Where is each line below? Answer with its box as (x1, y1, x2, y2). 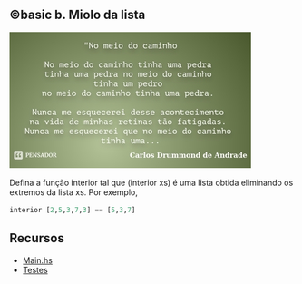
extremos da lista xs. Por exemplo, (9, 186, 138, 198)
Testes (22, 264, 48, 275)
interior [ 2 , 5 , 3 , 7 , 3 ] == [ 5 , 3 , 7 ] (9, 205, 136, 214)
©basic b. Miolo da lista (9, 7, 146, 23)
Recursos (9, 230, 65, 246)
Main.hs (22, 254, 53, 266)
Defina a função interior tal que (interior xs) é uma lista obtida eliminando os (9, 177, 294, 188)
